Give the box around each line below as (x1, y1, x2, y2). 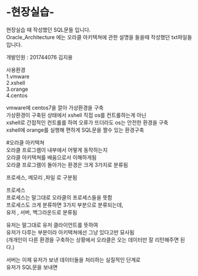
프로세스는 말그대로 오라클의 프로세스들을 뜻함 (6, 193, 113, 201)
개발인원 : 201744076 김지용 (6, 53, 73, 61)
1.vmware (6, 72, 30, 80)
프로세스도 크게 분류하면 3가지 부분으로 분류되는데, (6, 201, 123, 208)
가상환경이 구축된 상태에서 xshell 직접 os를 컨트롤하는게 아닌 (6, 111, 146, 119)
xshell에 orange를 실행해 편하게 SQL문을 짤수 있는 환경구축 (6, 126, 144, 134)
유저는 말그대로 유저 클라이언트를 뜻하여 (6, 221, 98, 229)
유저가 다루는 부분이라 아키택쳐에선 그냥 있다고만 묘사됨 (6, 229, 135, 236)
